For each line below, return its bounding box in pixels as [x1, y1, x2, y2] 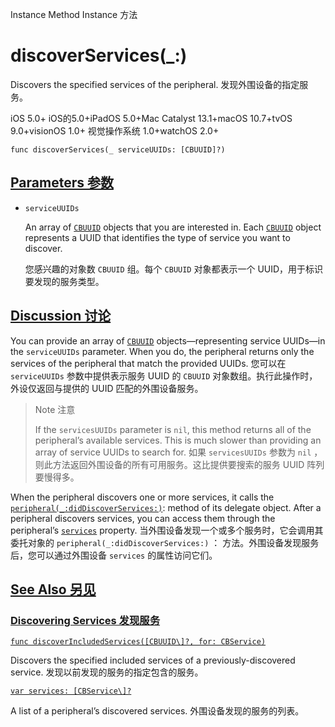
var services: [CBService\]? [10, 686, 132, 697]
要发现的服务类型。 [24, 275, 105, 287]
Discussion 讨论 [10, 308, 112, 325]
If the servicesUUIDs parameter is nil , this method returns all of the [34, 423, 312, 435]
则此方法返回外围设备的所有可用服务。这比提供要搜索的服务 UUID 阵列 [34, 458, 325, 470]
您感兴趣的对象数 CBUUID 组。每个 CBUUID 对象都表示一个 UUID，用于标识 [24, 263, 324, 275]
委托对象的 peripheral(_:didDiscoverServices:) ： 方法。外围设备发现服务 [10, 536, 320, 548]
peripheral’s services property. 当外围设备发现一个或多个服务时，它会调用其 [10, 524, 324, 536]
